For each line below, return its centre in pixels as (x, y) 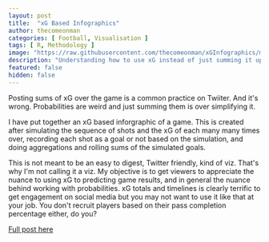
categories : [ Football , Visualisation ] (78, 38)
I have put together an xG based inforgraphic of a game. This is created (126, 121)
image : (19, 53)
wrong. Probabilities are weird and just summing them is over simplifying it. (132, 106)
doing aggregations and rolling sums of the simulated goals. (107, 147)
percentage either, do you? (53, 213)
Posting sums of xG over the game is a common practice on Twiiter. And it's (133, 97)
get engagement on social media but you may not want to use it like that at (131, 196)
